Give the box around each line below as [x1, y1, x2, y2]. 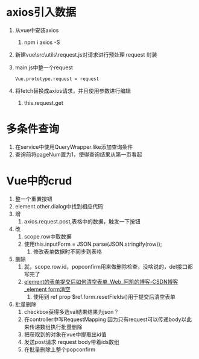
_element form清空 [24, 286, 71, 293]
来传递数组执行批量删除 [24, 323, 83, 330]
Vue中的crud [6, 174, 72, 188]
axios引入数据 [6, 5, 77, 19]
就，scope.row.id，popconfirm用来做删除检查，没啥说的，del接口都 [24, 263, 193, 270]
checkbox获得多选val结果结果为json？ [24, 308, 119, 315]
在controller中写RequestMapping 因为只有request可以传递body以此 [24, 316, 192, 323]
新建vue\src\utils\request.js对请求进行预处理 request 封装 [14, 51, 157, 58]
